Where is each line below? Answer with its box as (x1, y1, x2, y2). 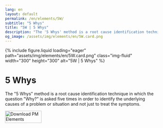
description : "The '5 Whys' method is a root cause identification (5, 30, 145, 34)
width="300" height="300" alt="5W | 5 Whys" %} (5, 58, 105, 64)
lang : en (5, 7, 23, 12)
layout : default (5, 12, 38, 16)
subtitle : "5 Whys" (5, 20, 45, 26)
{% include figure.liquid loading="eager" (5, 47, 86, 53)
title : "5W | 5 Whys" (5, 25, 49, 30)
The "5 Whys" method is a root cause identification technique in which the (5, 91, 154, 96)
